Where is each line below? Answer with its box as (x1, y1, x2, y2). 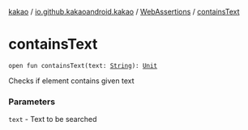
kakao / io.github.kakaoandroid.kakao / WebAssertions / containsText (8, 7, 240, 16)
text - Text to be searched (8, 115, 97, 124)
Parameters (8, 96, 55, 107)
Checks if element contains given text (8, 76, 135, 86)
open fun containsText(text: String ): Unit (8, 61, 158, 69)
